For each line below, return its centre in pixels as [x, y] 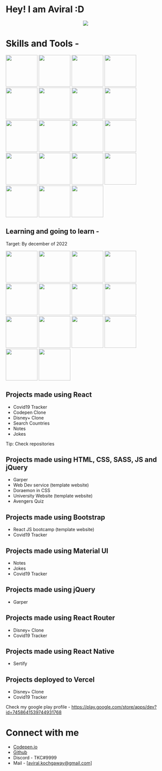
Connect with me [42, 733]
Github [20, 752]
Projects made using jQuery [51, 590]
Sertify [20, 663]
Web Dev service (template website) [51, 485]
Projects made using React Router [60, 618]
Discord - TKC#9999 [35, 758]
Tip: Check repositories [30, 444]
